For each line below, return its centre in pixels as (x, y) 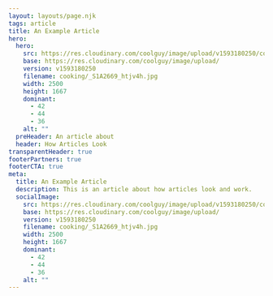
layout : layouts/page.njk (52, 16)
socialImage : (38, 197)
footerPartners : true (45, 159)
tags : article (32, 24)
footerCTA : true (36, 167)
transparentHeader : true (50, 152)
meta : (17, 174)
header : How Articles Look (61, 144)
